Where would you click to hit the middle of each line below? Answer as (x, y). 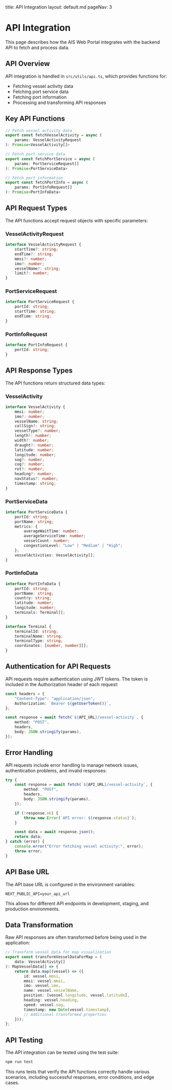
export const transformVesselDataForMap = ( (54, 957)
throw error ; (28, 851)
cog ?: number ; (30, 464)
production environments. (33, 909)
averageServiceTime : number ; (55, 536)
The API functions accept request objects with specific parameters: (77, 220)
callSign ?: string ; (35, 426)
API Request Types (36, 208)
